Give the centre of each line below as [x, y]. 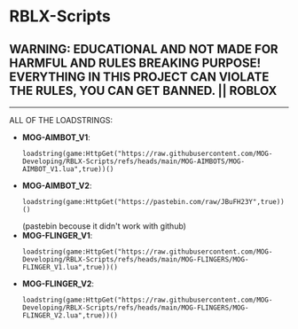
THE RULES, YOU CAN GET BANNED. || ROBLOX [143, 90]
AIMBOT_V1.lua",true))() [68, 169]
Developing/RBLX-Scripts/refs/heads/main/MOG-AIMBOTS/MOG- [133, 161]
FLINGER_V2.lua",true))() [70, 316]
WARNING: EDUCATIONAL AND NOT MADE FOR [144, 49]
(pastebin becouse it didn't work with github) [104, 226]
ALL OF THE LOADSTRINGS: [61, 120]
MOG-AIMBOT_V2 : [57, 185]
